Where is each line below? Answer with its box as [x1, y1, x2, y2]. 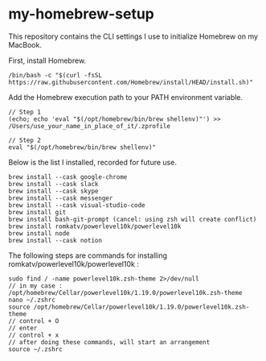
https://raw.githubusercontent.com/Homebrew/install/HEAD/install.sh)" [8, 78, 253, 86]
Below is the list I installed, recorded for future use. [8, 157, 177, 167]
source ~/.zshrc [8, 345, 63, 353]
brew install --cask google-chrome [8, 172, 128, 181]
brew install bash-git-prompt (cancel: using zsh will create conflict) [8, 215, 257, 223]
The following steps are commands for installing [8, 251, 167, 260]
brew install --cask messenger [8, 194, 113, 202]
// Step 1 [8, 108, 42, 116]
